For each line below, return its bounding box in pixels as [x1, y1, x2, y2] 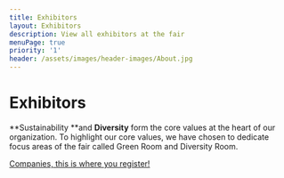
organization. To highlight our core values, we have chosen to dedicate [9, 131, 270, 142]
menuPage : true [9, 37, 66, 47]
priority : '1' [9, 46, 62, 55]
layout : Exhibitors [9, 21, 82, 30]
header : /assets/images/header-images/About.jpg [9, 54, 193, 63]
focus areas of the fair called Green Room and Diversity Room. [9, 141, 239, 151]
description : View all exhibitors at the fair [9, 29, 185, 38]
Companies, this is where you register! [9, 158, 150, 169]
